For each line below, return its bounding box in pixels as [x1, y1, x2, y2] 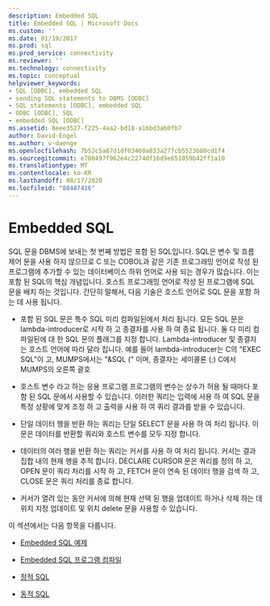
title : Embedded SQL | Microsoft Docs [8, 19, 139, 27]
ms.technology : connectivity [8, 64, 106, 73]
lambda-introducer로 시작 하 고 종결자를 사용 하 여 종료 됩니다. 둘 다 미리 [19, 324, 251, 334]
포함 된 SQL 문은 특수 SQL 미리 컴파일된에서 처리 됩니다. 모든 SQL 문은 [19, 313, 244, 323]
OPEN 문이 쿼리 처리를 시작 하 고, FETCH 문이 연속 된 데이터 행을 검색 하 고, [19, 466, 260, 475]
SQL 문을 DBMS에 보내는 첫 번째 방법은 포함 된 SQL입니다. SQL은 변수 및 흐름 [8, 247, 255, 256]
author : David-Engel [8, 131, 78, 139]
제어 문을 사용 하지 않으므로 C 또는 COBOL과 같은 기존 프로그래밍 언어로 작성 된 [8, 256, 260, 266]
